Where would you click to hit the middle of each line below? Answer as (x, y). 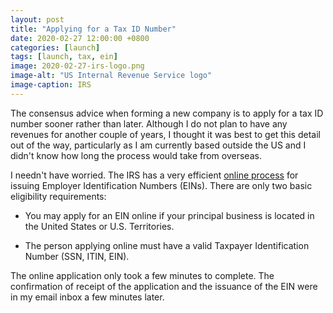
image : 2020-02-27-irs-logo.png (77, 66)
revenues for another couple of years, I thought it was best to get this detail (165, 134)
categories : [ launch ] (55, 47)
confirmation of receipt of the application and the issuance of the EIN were (164, 286)
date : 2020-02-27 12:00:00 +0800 (80, 38)
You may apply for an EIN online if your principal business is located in (169, 215)
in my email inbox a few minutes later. (87, 297)
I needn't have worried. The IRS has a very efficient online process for (154, 175)
